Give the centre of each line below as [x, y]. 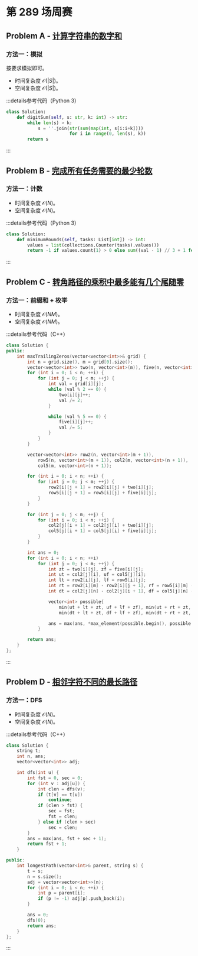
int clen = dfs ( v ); [61, 789]
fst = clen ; [63, 816]
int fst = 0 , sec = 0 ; [55, 778]
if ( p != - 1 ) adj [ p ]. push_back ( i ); [81, 899]
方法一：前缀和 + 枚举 [37, 300]
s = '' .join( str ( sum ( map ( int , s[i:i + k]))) [90, 128]
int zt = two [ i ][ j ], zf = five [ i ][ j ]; [96, 569]
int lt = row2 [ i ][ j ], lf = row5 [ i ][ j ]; [97, 580]
